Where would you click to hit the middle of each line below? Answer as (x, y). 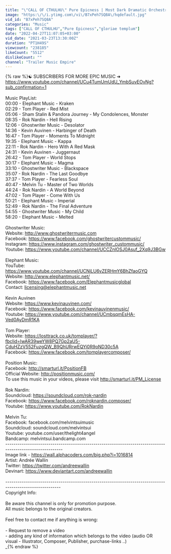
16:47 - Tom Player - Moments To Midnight (50, 136)
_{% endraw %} (22, 547)
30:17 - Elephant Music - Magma (39, 163)
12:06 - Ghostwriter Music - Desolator (45, 125)
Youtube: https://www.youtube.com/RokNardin (54, 406)
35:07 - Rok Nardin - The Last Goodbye (47, 174)
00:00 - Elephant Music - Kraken (40, 104)
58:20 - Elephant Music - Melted (39, 217)
